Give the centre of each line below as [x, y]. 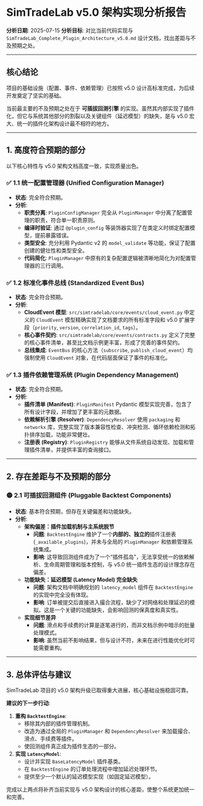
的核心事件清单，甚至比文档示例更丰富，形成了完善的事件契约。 [103, 342]
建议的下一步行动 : [28, 703]
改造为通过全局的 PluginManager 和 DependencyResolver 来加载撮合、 [109, 731]
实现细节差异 [40, 618]
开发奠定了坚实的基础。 [35, 95]
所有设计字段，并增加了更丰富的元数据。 [74, 412]
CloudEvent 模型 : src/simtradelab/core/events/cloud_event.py [103, 312]
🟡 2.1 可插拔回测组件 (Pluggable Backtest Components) [89, 495]
